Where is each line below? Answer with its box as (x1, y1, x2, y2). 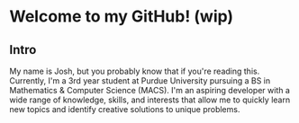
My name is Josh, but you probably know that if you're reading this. (9, 66, 260, 76)
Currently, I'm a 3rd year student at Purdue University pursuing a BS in (9, 75, 271, 86)
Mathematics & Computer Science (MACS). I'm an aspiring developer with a (9, 85, 291, 95)
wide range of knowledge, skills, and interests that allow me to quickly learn (9, 94, 291, 105)
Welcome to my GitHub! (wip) (9, 6, 234, 27)
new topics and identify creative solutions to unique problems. (9, 104, 240, 114)
